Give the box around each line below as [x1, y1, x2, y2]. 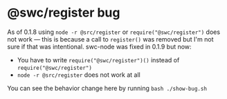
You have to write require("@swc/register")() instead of [17, 55, 180, 64]
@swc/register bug [7, 5, 120, 21]
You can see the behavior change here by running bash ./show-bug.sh [7, 84, 208, 92]
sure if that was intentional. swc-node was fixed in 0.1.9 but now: [7, 42, 192, 51]
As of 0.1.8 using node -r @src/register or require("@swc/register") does [7, 28, 220, 36]
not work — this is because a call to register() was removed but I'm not [7, 35, 214, 43]
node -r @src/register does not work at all [17, 71, 140, 79]
